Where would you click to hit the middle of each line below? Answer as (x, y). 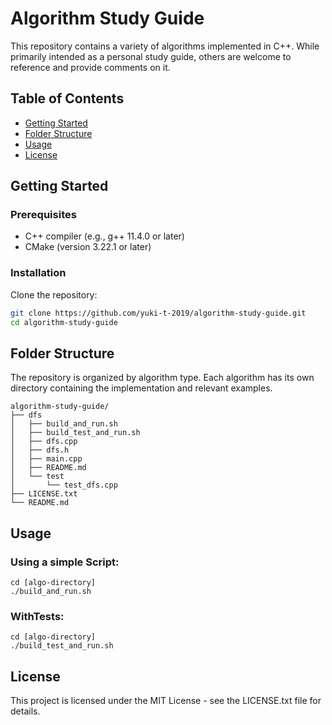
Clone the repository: (54, 294)
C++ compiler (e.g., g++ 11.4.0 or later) (104, 236)
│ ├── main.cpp (46, 459)
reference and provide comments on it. (90, 67)
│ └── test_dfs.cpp (64, 485)
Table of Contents (67, 98)
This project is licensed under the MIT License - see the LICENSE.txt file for (166, 701)
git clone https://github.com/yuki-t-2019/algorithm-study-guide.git (158, 313)
